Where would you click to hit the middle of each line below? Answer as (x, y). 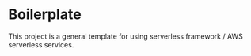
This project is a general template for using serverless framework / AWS (126, 36)
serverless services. (41, 44)
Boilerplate (45, 15)
